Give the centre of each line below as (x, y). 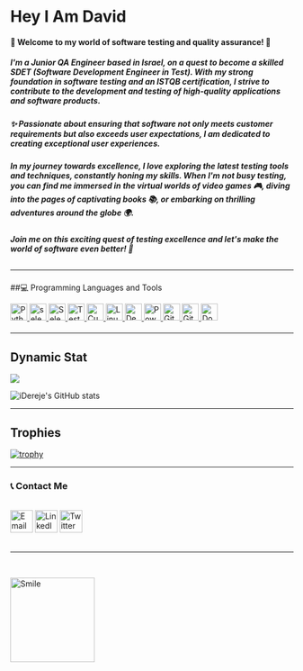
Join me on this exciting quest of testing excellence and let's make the (145, 239)
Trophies (36, 433)
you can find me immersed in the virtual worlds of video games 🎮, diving (150, 186)
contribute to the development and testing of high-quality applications (146, 91)
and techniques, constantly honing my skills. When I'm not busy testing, (148, 176)
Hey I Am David (68, 17)
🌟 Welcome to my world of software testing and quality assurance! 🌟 (141, 41)
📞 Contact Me (39, 486)
